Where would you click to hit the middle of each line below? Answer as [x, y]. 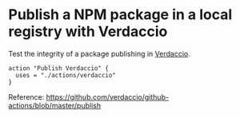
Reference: [26, 96]
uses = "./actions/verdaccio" [66, 75]
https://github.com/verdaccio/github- [108, 96]
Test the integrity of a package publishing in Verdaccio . [99, 53]
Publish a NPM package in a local [120, 15]
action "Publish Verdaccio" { [59, 68]
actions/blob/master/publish [55, 105]
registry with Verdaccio [88, 31]
